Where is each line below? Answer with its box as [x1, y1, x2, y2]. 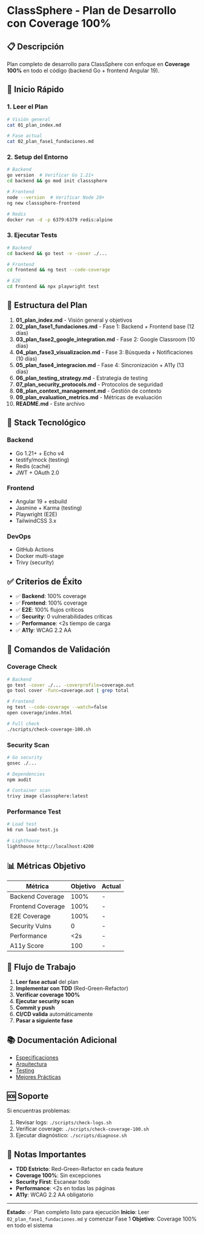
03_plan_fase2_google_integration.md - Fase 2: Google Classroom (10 [15, 336, 196, 343]
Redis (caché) [15, 462, 51, 469]
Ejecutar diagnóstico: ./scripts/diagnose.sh [15, 1132, 127, 1139]
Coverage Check [7, 663, 58, 671]
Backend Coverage [10, 892, 65, 900]
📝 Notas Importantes [7, 1149, 87, 1159]
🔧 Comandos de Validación [7, 645, 111, 655]
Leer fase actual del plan [15, 978, 79, 985]
